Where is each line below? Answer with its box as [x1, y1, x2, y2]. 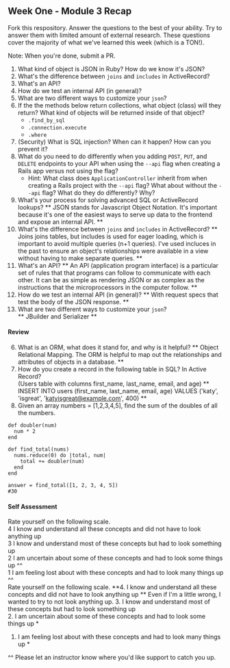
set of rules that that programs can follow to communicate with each [17, 269, 211, 277]
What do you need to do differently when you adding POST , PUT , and [17, 152, 207, 160]
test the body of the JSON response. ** [17, 297, 129, 306]
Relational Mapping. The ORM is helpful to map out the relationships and [17, 351, 222, 359]
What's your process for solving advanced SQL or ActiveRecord [17, 195, 199, 204]
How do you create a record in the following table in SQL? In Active [17, 365, 207, 373]
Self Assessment [8, 502, 57, 510]
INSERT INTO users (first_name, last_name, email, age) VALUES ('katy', [17, 387, 218, 395]
